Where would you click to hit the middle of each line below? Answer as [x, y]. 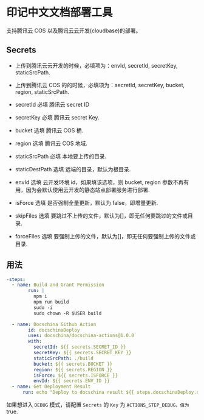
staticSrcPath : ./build [63, 358]
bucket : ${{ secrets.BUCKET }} [73, 364]
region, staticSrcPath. [42, 91]
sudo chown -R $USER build [67, 313]
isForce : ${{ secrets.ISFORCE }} [76, 376]
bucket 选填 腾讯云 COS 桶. [49, 130]
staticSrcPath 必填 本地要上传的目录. [61, 156]
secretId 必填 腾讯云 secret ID [52, 104]
